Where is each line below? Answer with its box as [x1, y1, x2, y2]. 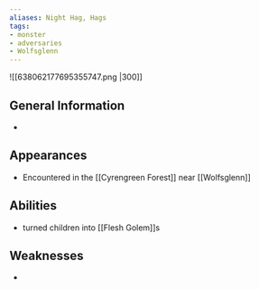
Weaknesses [9, 247, 84, 263]
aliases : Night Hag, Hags [9, 13, 106, 23]
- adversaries [9, 38, 63, 48]
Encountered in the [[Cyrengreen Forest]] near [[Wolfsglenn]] [22, 172, 251, 182]
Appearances [9, 148, 88, 163]
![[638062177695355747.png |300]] [9, 71, 143, 82]
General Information [9, 98, 125, 113]
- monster [9, 30, 47, 39]
